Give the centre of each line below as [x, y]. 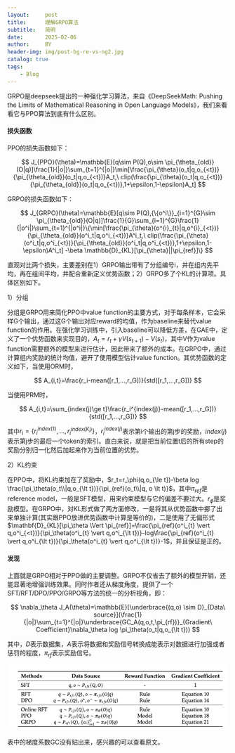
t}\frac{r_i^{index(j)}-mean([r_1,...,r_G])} [160, 408]
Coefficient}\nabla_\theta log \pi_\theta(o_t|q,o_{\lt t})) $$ [118, 629]
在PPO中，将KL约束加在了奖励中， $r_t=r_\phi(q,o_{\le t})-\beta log [103, 480]
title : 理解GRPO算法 [43, 22]
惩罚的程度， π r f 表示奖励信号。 [51, 654]
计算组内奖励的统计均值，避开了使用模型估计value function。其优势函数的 [114, 357]
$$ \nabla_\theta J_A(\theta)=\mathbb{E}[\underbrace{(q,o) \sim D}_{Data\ [118, 607]
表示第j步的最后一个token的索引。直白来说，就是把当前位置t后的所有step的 [116, 441]
